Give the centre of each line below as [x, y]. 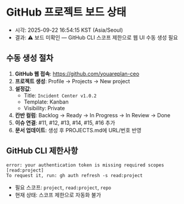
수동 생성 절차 [30, 58]
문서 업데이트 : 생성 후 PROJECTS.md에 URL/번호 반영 [78, 130]
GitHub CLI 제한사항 [42, 151]
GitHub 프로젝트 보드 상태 [66, 12]
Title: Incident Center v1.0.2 [60, 95]
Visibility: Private [44, 108]
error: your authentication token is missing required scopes [85, 165]
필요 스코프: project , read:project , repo [63, 187]
